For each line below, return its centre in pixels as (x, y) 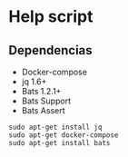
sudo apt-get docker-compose (64, 135)
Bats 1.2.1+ (41, 91)
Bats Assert (43, 110)
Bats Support (46, 101)
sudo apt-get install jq (55, 127)
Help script (51, 17)
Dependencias (50, 50)
